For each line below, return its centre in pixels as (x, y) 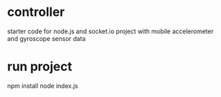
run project (40, 67)
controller (36, 12)
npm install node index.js (43, 86)
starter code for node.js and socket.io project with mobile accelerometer (110, 31)
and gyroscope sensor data (46, 38)
